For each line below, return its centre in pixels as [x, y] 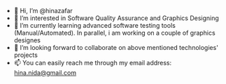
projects [26, 55]
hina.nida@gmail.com [45, 73]
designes [27, 40]
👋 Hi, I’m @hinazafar [43, 11]
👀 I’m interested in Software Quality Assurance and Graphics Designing [116, 18]
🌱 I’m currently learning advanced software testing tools [95, 25]
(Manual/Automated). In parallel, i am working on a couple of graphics [114, 33]
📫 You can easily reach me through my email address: [93, 63]
